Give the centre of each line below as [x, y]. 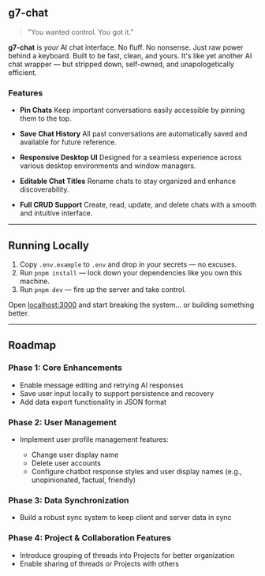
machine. [35, 281]
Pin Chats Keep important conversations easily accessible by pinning [132, 110]
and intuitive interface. [56, 213]
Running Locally [49, 245]
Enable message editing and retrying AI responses [101, 385]
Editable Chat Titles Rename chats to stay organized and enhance [128, 181]
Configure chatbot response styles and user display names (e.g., [136, 471]
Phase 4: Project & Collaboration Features [90, 538]
